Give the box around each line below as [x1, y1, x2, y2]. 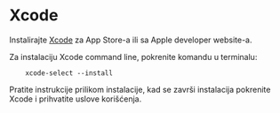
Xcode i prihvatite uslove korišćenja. [9, 94, 142, 104]
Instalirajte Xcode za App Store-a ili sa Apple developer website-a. [9, 34, 252, 45]
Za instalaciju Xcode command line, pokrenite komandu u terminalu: [9, 51, 258, 62]
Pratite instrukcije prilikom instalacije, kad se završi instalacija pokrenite [9, 84, 271, 94]
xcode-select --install [25, 68, 114, 78]
